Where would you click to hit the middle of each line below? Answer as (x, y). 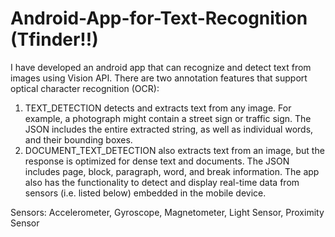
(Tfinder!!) (54, 39)
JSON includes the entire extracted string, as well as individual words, (169, 129)
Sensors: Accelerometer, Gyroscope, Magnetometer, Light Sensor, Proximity (167, 212)
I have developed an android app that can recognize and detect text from (161, 67)
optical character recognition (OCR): (85, 88)
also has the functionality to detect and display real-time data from (162, 182)
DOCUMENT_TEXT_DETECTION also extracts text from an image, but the (174, 150)
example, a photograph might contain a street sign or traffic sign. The (168, 118)
